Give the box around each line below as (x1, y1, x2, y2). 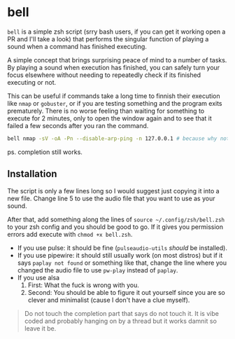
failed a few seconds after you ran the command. (7, 121, 149, 130)
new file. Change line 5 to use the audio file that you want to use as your (7, 194, 215, 202)
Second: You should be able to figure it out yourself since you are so (27, 288, 226, 296)
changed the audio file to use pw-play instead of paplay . (17, 265, 178, 274)
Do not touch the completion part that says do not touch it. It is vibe (24, 309, 219, 317)
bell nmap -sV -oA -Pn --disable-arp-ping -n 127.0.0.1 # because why (7, 134, 218, 142)
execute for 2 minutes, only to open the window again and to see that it (7, 113, 212, 123)
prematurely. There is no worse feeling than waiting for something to (7, 106, 205, 115)
